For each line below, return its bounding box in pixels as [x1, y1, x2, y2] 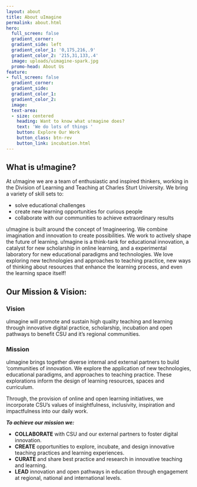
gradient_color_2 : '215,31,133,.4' [11, 53, 99, 58]
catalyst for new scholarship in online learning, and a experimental [6, 244, 167, 251]
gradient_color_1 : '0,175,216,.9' [11, 47, 96, 53]
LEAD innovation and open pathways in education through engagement [14, 468, 188, 475]
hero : [6, 25, 19, 31]
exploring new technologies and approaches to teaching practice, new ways [6, 257, 191, 264]
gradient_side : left [11, 42, 62, 48]
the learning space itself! [6, 270, 66, 277]
